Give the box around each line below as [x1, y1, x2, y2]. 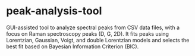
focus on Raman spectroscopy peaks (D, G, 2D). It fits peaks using [6, 30, 169, 37]
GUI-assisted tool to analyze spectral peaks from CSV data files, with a [6, 24, 180, 31]
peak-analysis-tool [6, 4, 102, 18]
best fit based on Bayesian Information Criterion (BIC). [6, 43, 139, 50]
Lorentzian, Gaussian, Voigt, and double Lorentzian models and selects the [6, 36, 190, 43]
